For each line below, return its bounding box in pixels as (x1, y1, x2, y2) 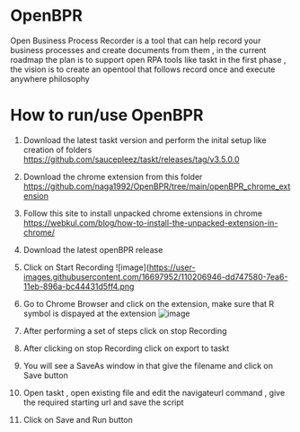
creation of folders (22, 144, 93, 155)
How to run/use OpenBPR (10, 105, 204, 126)
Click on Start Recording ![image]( (22, 262, 150, 273)
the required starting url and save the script (22, 397, 184, 408)
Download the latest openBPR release (22, 244, 163, 255)
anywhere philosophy (10, 73, 91, 84)
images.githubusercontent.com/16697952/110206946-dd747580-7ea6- (22, 271, 288, 282)
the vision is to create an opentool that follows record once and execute (10, 64, 276, 75)
